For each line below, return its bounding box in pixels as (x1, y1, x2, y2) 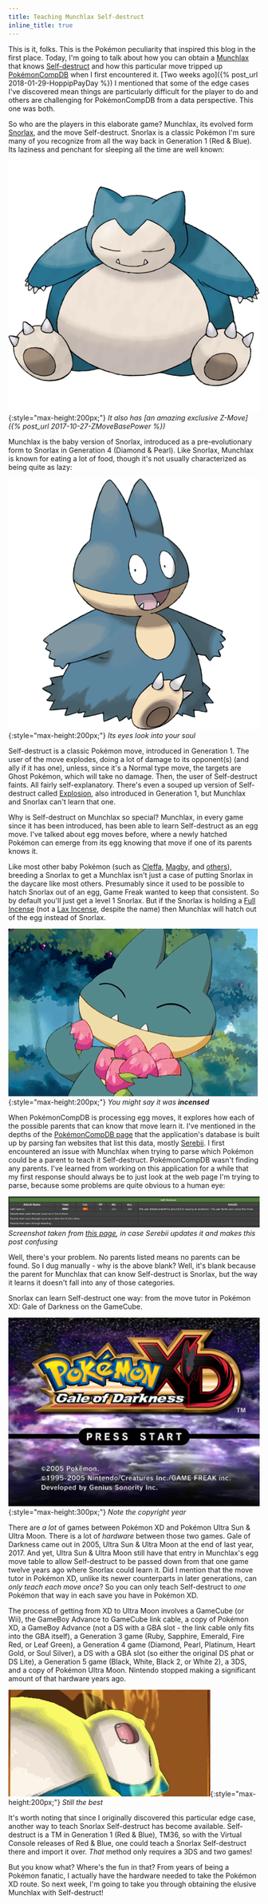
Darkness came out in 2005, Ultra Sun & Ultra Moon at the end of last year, (8, 1540, 254, 1550)
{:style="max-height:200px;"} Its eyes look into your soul (8, 730, 196, 740)
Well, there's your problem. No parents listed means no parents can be (8, 1253, 241, 1262)
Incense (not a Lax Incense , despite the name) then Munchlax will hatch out (8, 904, 257, 914)
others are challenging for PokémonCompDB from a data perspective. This (8, 95, 254, 105)
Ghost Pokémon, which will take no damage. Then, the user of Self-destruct (8, 771, 258, 781)
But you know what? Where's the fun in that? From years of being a (8, 1863, 230, 1872)
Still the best (62, 1798, 104, 1807)
